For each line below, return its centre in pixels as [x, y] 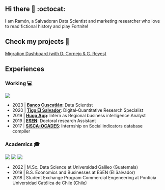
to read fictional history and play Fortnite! [47, 26]
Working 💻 [19, 83]
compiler [21, 131]
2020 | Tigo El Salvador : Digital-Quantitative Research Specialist [78, 110]
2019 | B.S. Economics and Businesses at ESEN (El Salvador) [74, 172]
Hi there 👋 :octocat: [35, 9]
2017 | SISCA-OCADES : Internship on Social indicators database [77, 126]
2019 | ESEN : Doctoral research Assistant [54, 121]
